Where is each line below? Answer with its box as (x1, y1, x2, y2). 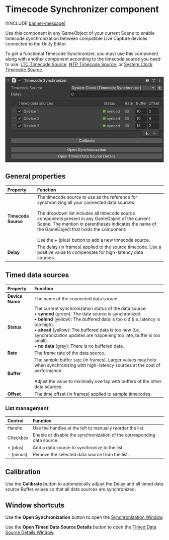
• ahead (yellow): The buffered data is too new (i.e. (34, 327, 140, 333)
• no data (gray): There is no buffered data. (34, 343, 124, 349)
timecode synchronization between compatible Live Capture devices (5, 35, 147, 41)
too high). (34, 321, 54, 328)
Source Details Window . (5, 529, 55, 535)
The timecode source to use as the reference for (37, 194, 137, 200)
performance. (34, 367, 63, 374)
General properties (5, 172, 66, 181)
